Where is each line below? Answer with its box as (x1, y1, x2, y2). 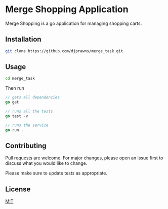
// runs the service (5, 123, 49, 128)
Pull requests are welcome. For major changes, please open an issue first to (5, 155, 163, 161)
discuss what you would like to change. (5, 160, 88, 166)
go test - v (5, 113, 28, 119)
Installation (5, 35, 41, 44)
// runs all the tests (5, 109, 53, 114)
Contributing (5, 141, 47, 150)
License (5, 185, 31, 193)
